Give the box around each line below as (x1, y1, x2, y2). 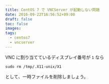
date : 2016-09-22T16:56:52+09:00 (5, 12, 75, 17)
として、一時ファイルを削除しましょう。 (5, 73, 89, 79)
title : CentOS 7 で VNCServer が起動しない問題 (5, 7, 100, 12)
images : (5, 26, 22, 31)
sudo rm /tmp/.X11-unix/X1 (5, 64, 62, 69)
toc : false (5, 21, 28, 26)
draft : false (5, 16, 33, 21)
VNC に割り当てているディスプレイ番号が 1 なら (5, 54, 104, 60)
